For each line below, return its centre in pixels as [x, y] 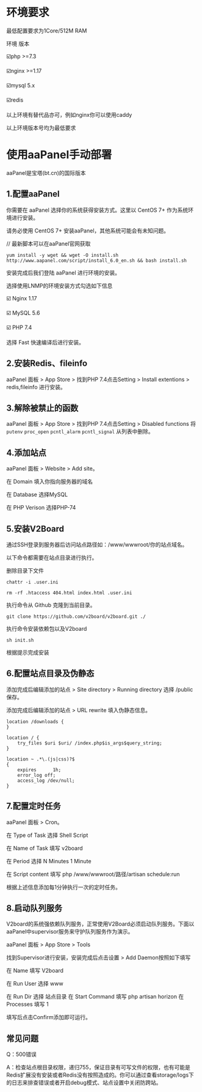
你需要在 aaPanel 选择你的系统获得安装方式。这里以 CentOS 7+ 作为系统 [97, 210]
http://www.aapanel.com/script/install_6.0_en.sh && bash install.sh [97, 261]
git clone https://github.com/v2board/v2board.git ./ [76, 616]
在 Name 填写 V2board [35, 971]
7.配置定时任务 [34, 806]
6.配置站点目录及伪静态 [50, 674]
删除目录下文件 [25, 570]
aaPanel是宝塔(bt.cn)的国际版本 [46, 173]
